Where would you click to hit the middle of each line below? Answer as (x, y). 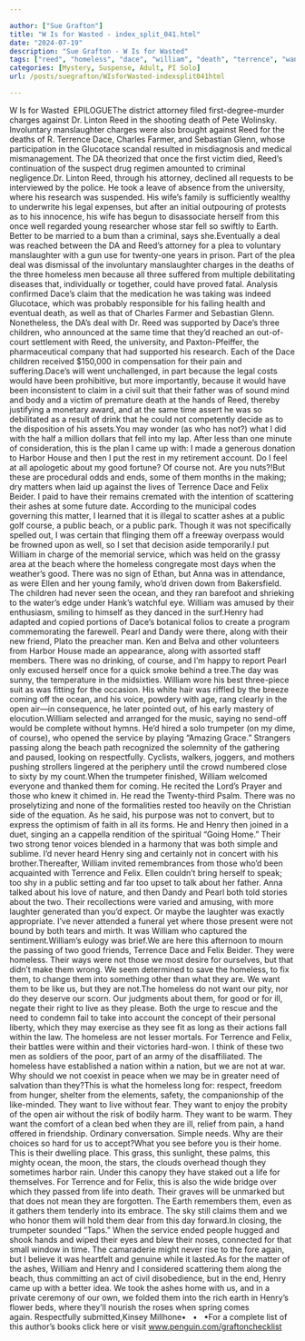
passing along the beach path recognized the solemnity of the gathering (144, 747)
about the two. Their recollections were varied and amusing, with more (142, 901)
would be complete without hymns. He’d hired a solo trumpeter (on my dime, (152, 728)
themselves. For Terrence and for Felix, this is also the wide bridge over (143, 1181)
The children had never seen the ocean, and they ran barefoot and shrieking (152, 592)
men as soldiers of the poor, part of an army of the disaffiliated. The (136, 1056)
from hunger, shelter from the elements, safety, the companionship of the (147, 1095)
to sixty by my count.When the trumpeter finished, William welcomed (138, 776)
